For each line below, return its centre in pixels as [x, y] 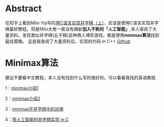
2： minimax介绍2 [23, 98]
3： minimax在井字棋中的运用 [34, 109]
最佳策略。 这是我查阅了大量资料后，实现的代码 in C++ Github [68, 41]
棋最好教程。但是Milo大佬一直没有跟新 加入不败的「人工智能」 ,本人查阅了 [79, 29]
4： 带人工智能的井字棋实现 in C [37, 119]
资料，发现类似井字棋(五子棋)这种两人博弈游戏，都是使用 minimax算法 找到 [84, 35]
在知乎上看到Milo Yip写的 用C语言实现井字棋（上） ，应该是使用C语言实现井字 [82, 23]
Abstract [23, 9]
